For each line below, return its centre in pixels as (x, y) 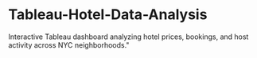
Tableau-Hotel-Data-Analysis (108, 15)
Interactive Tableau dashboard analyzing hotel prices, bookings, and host (128, 37)
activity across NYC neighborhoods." (69, 44)
